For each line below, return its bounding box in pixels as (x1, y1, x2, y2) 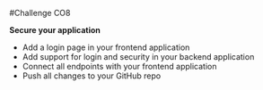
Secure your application (9, 25, 101, 35)
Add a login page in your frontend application (22, 42, 190, 53)
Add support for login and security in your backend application (22, 52, 255, 61)
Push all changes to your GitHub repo (22, 70, 162, 81)
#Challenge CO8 (9, 8, 71, 18)
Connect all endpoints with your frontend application (22, 61, 217, 71)
